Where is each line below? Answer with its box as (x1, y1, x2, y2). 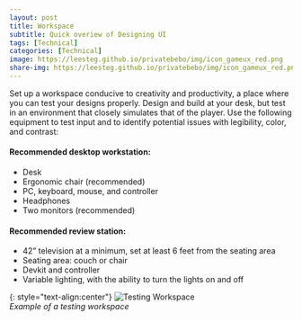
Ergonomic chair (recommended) (22, 176, 146, 187)
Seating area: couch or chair (22, 255, 129, 266)
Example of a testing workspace (9, 301, 129, 312)
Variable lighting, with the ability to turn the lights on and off (22, 274, 244, 285)
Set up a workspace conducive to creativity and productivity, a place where (9, 87, 289, 99)
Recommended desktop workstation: (9, 147, 151, 157)
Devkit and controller (22, 264, 101, 275)
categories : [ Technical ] (9, 47, 102, 56)
